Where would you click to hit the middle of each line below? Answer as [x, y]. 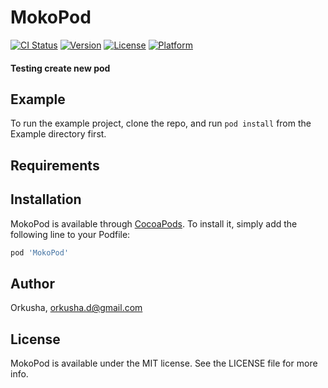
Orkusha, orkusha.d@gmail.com [76, 308]
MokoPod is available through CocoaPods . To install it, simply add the [154, 223]
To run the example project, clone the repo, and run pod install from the [161, 123]
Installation [46, 199]
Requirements [55, 165]
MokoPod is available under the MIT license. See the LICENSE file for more [164, 363]
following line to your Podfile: [70, 234]
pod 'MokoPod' [40, 252]
